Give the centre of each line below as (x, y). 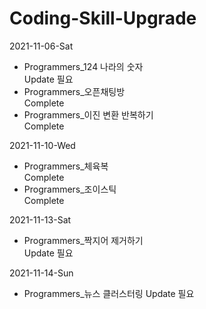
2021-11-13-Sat (40, 219)
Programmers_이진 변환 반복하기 (88, 114)
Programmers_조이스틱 (70, 189)
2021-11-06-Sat (41, 46)
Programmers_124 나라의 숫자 (83, 66)
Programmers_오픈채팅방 (74, 91)
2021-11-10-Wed (42, 145)
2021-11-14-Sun (41, 273)
